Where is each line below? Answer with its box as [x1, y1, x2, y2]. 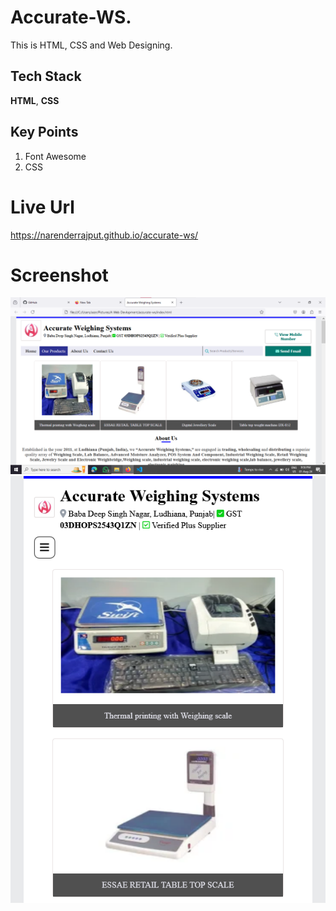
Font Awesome [24, 150, 87, 162]
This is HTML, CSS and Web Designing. [10, 39, 173, 51]
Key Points [10, 124, 79, 141]
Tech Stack [10, 68, 82, 85]
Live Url [10, 196, 75, 218]
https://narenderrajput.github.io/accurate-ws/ [10, 229, 199, 241]
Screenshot [10, 264, 109, 286]
